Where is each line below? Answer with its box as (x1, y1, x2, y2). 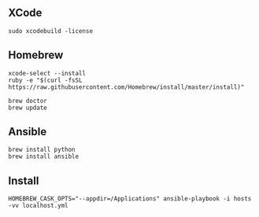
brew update (8, 104, 47, 112)
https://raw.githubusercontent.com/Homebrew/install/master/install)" (8, 83, 245, 91)
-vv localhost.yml (8, 202, 68, 210)
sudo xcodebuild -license (8, 27, 93, 35)
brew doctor (8, 97, 47, 105)
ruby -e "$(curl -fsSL (8, 76, 83, 84)
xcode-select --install (8, 69, 87, 77)
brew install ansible (8, 153, 80, 160)
